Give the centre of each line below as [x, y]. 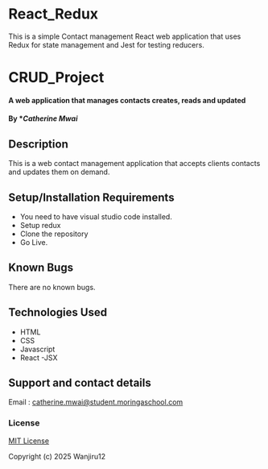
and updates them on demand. [59, 172]
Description [38, 144]
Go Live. [34, 242]
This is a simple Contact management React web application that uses [125, 36]
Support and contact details [80, 382]
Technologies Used [58, 312]
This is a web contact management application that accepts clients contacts [134, 164]
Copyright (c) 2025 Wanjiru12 [57, 456]
